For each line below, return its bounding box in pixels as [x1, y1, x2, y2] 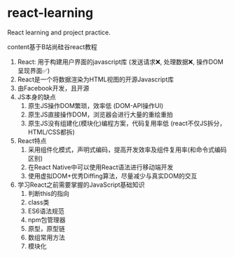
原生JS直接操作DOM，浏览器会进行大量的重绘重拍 [27, 110, 174, 119]
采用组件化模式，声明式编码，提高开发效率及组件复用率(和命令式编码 [27, 145, 227, 154]
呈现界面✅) [17, 66, 50, 74]
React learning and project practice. [7, 28, 111, 37]
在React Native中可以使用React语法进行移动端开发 [27, 163, 174, 171]
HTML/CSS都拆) [27, 128, 75, 136]
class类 [27, 198, 50, 206]
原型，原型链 [27, 224, 65, 232]
